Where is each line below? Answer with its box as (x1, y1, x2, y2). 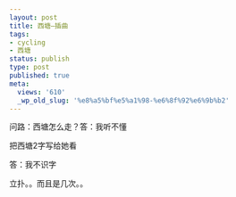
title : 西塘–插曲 (9, 21, 69, 30)
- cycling (9, 37, 46, 47)
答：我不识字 (9, 160, 56, 170)
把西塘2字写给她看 (9, 140, 78, 152)
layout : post (9, 12, 58, 22)
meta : (9, 79, 29, 88)
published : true (9, 71, 70, 80)
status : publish (9, 54, 70, 63)
